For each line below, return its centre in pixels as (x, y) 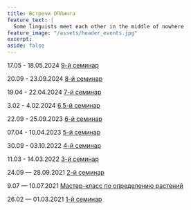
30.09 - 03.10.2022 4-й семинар (54, 145)
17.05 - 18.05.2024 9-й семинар (53, 65)
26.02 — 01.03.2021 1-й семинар (55, 199)
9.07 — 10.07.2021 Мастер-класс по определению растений (95, 186)
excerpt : (20, 39)
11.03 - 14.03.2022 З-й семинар (53, 159)
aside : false (26, 46)
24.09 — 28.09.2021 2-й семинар (56, 172)
